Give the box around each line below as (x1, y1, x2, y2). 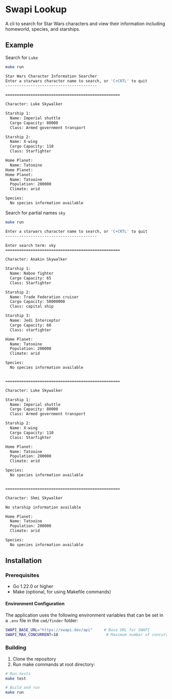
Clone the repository (12, 655, 56, 662)
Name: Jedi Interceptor (10, 318, 60, 323)
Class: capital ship (10, 304, 54, 309)
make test (5, 676, 27, 681)
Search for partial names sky (5, 209, 66, 216)
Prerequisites (5, 572, 39, 579)
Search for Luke (5, 54, 38, 60)
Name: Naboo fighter (10, 271, 54, 276)
